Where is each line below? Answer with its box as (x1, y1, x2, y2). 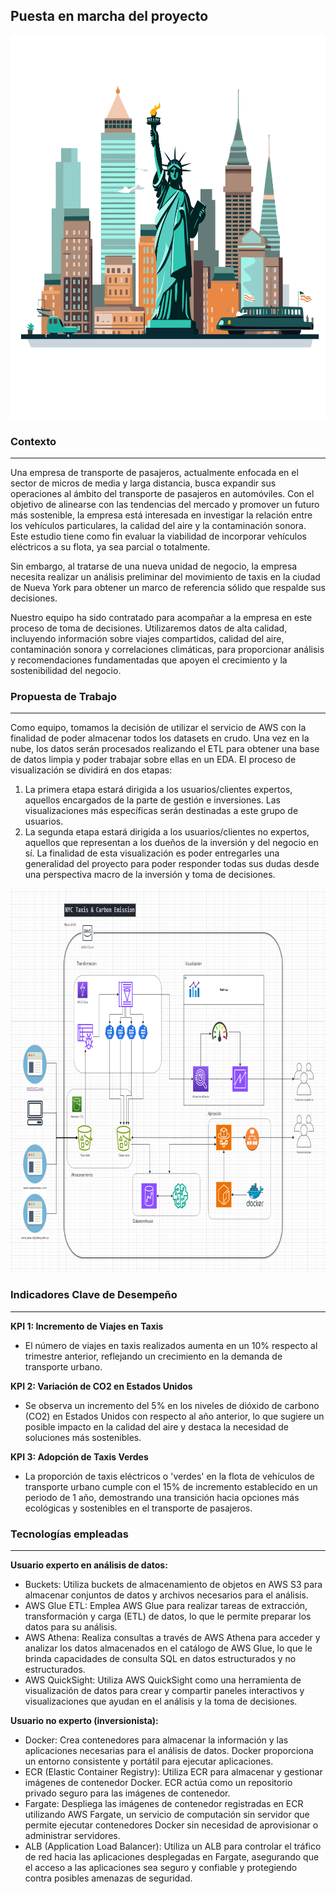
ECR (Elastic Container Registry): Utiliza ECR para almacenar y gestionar (24, 1766, 323, 1778)
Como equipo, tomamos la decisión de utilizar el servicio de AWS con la (10, 722, 307, 734)
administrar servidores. (24, 1830, 121, 1841)
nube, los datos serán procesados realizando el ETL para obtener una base (10, 743, 320, 755)
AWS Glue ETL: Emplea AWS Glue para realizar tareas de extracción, (24, 1600, 308, 1611)
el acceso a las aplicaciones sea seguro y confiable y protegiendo (24, 1862, 298, 1873)
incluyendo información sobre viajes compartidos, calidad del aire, (10, 633, 285, 645)
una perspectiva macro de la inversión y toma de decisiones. (24, 869, 276, 881)
